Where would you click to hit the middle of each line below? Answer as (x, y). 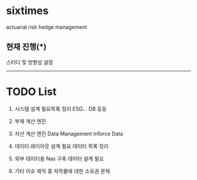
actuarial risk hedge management (47, 27)
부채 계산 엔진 (30, 121)
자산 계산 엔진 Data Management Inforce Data (69, 134)
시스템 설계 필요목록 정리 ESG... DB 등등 (61, 108)
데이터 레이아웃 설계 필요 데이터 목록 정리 (62, 146)
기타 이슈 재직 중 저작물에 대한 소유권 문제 (62, 171)
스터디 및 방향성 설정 (30, 62)
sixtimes (27, 11)
